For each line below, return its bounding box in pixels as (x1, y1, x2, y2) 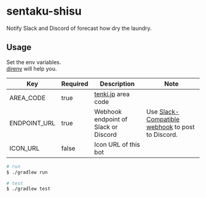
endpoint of (94, 115, 128, 123)
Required (61, 79, 89, 88)
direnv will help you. (6, 65, 57, 72)
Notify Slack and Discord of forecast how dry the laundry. (6, 24, 152, 32)
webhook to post (146, 122, 195, 131)
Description (100, 79, 135, 88)
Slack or (94, 122, 118, 131)
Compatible (146, 115, 180, 123)
